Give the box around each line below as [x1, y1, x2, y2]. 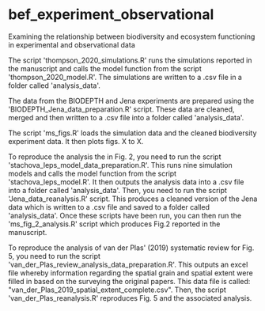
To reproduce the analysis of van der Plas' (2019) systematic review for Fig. [8, 243, 255, 252]
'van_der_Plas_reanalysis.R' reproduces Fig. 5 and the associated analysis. [8, 293, 252, 302]
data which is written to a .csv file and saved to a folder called [8, 202, 210, 211]
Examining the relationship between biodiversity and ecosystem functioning [8, 32, 256, 41]
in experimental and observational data [8, 40, 136, 49]
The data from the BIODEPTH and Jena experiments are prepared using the [8, 96, 255, 105]
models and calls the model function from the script [8, 169, 176, 178]
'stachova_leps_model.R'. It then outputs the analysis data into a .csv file [8, 176, 244, 187]
